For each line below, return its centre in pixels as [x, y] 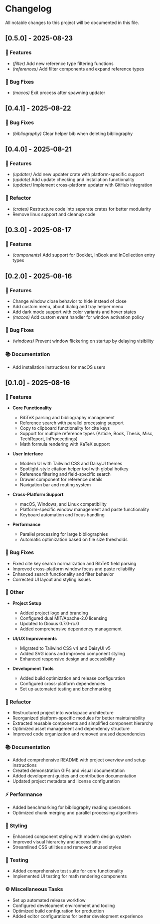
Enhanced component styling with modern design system [72, 836]
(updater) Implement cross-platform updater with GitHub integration [82, 185]
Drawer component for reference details [61, 480]
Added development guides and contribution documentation [74, 776]
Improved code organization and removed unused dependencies [79, 734]
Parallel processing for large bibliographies [64, 534]
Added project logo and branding [54, 613]
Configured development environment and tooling [64, 905]
